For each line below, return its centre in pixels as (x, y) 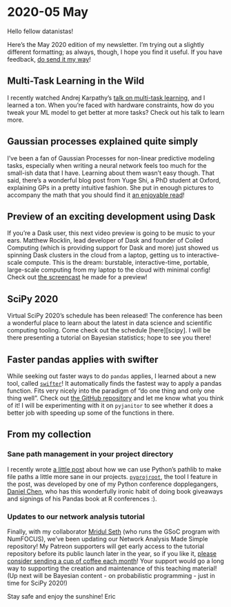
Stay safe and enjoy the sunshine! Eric (61, 596)
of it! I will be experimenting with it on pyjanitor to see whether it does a (110, 405)
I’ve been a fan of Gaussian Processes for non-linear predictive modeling (111, 158)
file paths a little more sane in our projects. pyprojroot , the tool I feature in (112, 476)
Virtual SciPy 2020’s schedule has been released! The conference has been (115, 316)
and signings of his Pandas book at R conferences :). (82, 498)
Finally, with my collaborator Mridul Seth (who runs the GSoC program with (114, 531)
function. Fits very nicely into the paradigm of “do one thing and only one (111, 391)
